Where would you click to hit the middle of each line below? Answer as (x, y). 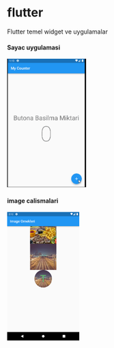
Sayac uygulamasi (33, 47)
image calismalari (33, 201)
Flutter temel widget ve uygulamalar (57, 32)
